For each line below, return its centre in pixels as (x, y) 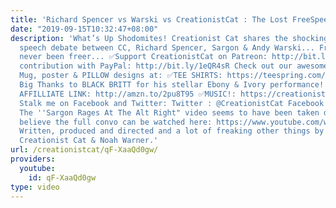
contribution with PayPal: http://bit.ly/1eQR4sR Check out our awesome (174, 66)
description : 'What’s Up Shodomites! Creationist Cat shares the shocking (169, 38)
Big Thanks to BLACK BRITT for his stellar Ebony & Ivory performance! (172, 85)
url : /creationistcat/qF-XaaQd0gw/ (84, 150)
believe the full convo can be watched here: (116, 122)
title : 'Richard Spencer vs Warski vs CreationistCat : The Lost (149, 19)
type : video (35, 187)
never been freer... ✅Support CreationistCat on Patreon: (143, 57)
